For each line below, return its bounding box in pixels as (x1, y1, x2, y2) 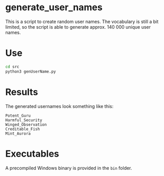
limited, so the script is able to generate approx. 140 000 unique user (5, 24, 151, 30)
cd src (5, 64, 19, 69)
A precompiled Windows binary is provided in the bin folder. (5, 165, 132, 171)
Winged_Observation (5, 122, 47, 127)
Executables (5, 148, 59, 160)
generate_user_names (5, 2, 102, 13)
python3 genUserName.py (5, 69, 56, 74)
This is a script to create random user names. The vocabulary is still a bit (5, 18, 159, 25)
